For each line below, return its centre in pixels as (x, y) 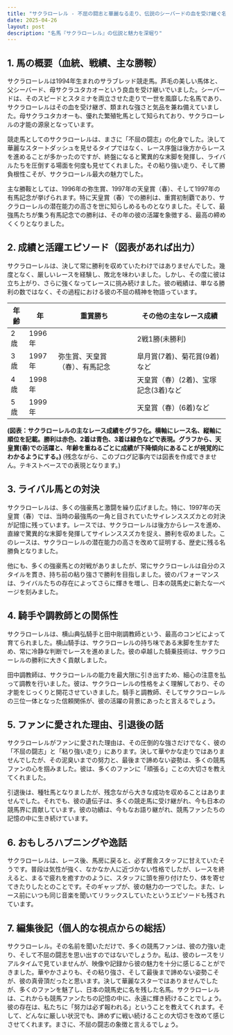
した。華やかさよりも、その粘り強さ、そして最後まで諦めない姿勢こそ (119, 972)
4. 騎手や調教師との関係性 (63, 616)
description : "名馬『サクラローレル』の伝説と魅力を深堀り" (85, 33)
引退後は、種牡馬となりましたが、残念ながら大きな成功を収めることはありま (116, 792)
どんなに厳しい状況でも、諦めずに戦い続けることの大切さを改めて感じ (125, 1016)
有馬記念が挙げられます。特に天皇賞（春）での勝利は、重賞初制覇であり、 (113, 198)
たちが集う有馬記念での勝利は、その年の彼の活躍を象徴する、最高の (116, 215)
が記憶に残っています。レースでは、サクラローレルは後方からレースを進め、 (116, 524)
